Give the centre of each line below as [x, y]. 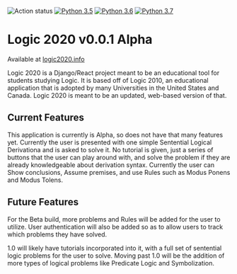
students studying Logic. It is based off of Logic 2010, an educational [108, 80]
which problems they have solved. [57, 234]
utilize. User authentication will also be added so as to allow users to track [115, 227]
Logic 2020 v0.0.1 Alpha [80, 40]
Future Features [43, 202]
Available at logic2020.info [46, 59]
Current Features [46, 118]
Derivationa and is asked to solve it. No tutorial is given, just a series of [110, 149]
